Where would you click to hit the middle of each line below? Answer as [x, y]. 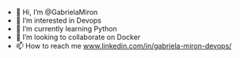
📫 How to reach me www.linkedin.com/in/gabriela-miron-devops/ [124, 46]
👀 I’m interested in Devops [58, 20]
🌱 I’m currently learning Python [66, 29]
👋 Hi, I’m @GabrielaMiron [57, 12]
